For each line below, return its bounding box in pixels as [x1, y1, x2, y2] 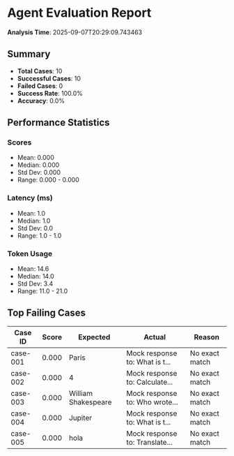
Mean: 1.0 [17, 209, 46, 217]
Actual [143, 332, 166, 341]
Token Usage [7, 249, 53, 258]
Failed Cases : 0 [17, 82, 63, 90]
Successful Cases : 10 [17, 74, 81, 82]
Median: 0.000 [17, 161, 60, 169]
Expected [77, 332, 111, 341]
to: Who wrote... [126, 397, 178, 406]
